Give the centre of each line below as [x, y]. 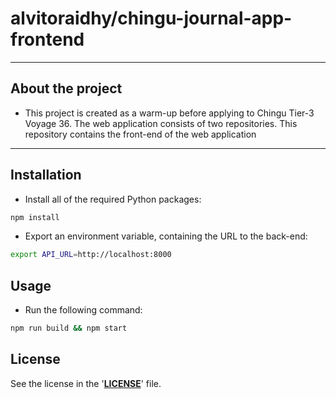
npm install [35, 217]
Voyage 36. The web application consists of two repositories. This [161, 123]
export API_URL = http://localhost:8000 [91, 255]
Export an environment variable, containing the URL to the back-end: [166, 236]
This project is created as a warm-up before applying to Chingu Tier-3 [169, 113]
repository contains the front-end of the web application [140, 134]
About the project [66, 88]
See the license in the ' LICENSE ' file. [86, 383]
